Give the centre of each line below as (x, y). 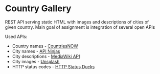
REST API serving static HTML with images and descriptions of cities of (77, 22)
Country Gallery (38, 9)
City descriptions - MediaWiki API (46, 56)
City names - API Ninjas (36, 51)
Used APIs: (16, 37)
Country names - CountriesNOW (45, 46)
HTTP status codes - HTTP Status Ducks (53, 67)
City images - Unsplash (36, 61)
